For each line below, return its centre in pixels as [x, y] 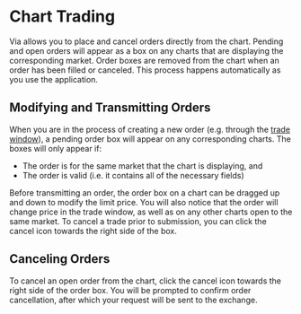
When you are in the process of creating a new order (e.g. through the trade [150, 129]
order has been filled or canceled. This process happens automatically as [145, 70]
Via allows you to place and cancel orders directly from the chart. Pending [146, 41]
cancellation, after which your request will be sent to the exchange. [133, 300]
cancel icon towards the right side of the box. [93, 231]
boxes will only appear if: [55, 148]
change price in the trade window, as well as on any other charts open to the [151, 212]
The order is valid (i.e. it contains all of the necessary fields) [133, 175]
